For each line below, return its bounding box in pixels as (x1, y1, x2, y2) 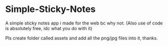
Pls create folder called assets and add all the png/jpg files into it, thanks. (5, 35, 158, 41)
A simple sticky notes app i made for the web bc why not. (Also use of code (5, 20, 163, 26)
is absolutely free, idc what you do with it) (5, 25, 93, 31)
